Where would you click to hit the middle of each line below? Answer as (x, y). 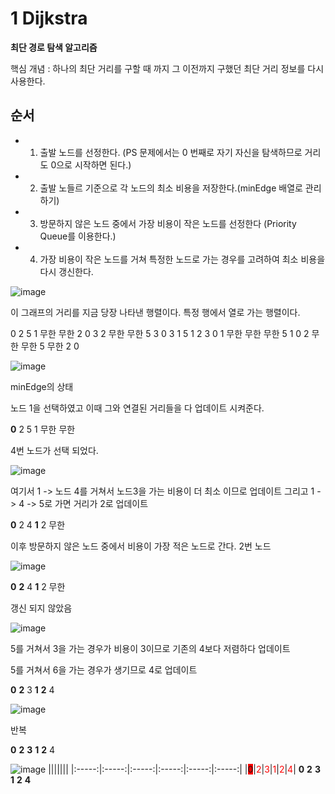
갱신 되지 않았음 (41, 608)
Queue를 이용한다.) (78, 236)
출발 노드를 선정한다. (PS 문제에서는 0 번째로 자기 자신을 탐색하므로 (171, 152)
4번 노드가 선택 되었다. (54, 450)
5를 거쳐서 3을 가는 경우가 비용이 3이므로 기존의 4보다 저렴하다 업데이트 (150, 648)
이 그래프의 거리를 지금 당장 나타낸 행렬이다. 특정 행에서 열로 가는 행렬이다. (155, 312)
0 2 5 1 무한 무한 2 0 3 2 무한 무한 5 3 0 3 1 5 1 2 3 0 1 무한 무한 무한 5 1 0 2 (160, 333)
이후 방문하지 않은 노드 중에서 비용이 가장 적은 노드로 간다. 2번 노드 (141, 546)
